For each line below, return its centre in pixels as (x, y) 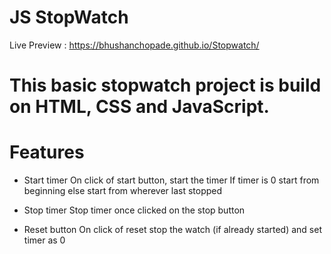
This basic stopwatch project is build (165, 85)
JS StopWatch (69, 17)
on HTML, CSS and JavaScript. (139, 107)
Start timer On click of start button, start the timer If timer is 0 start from (171, 180)
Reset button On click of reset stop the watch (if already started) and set (172, 230)
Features (47, 152)
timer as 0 (44, 240)
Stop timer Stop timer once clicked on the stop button (134, 210)
